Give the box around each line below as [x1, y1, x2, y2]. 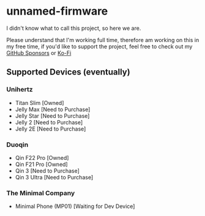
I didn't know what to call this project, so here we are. [6, 24, 141, 32]
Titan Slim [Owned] [15, 99, 64, 106]
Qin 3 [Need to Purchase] [15, 167, 80, 175]
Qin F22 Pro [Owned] [15, 154, 69, 161]
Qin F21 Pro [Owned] [15, 160, 69, 168]
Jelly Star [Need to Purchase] [15, 112, 90, 120]
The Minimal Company [6, 189, 75, 197]
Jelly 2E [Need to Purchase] [15, 125, 86, 132]
